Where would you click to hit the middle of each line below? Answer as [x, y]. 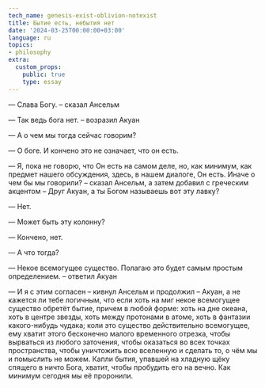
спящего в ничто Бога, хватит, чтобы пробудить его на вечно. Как [119, 367]
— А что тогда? [34, 252]
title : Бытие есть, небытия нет [61, 23]
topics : [21, 45]
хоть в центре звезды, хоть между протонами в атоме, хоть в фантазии [129, 317]
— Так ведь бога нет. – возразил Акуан [74, 120]
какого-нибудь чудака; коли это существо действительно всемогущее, [129, 325]
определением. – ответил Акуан [62, 276]
